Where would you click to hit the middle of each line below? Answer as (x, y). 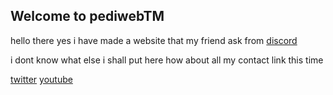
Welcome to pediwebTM (87, 16)
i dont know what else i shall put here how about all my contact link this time (167, 60)
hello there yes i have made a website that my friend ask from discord (154, 40)
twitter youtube (41, 79)
